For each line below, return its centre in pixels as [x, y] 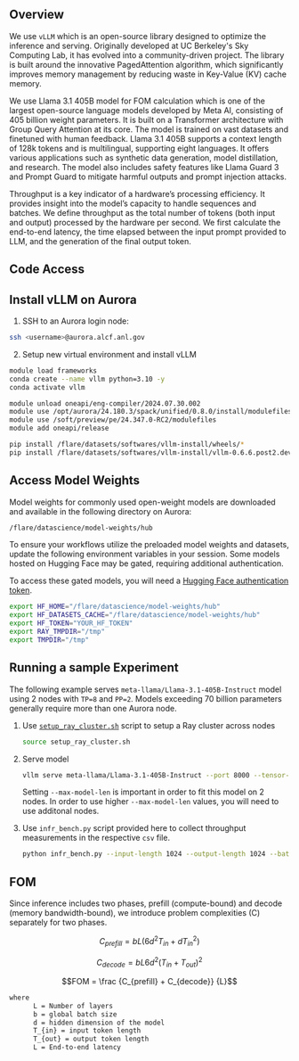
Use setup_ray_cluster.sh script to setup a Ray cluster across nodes [149, 725]
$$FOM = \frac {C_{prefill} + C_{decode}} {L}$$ [149, 981]
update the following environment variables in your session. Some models [145, 554]
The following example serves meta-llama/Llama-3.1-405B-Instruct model [145, 689]
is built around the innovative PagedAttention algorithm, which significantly [146, 64]
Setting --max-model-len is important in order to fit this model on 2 [143, 792]
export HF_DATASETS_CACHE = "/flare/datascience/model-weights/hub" [135, 615]
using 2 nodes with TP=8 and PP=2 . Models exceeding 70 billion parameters [145, 698]
